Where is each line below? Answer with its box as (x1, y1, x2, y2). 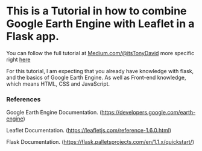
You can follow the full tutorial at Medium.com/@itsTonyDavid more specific (6, 49, 195, 56)
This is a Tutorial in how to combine (6, 4, 187, 18)
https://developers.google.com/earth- (101, 109, 196, 116)
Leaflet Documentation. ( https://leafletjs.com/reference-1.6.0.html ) (6, 127, 172, 134)
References (6, 95, 41, 103)
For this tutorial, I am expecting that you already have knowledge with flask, (6, 67, 194, 74)
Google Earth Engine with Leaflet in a (6, 17, 195, 31)
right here (6, 56, 31, 63)
